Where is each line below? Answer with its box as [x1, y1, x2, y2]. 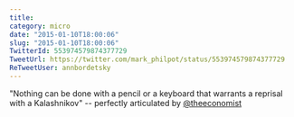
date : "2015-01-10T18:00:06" [9, 30, 119, 39]
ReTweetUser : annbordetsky [9, 64, 111, 73]
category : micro [9, 22, 71, 31]
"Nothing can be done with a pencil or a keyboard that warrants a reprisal [9, 87, 283, 99]
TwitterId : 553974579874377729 [9, 47, 128, 56]
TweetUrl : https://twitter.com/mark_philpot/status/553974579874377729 [9, 55, 285, 64]
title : [9, 13, 34, 22]
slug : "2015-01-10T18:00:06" [9, 38, 119, 48]
